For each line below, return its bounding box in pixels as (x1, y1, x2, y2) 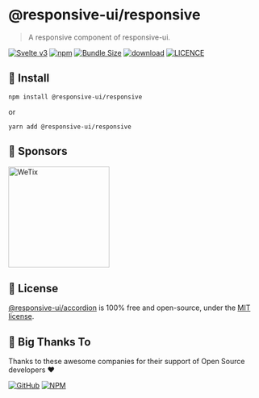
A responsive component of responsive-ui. (27, 32, 171, 42)
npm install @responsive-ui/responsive (8, 93, 143, 101)
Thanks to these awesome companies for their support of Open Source (8, 357, 245, 367)
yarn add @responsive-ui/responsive (8, 123, 132, 131)
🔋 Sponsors (8, 145, 68, 158)
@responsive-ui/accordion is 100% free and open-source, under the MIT (8, 303, 251, 312)
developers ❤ (8, 365, 55, 375)
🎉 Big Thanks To (8, 335, 91, 349)
